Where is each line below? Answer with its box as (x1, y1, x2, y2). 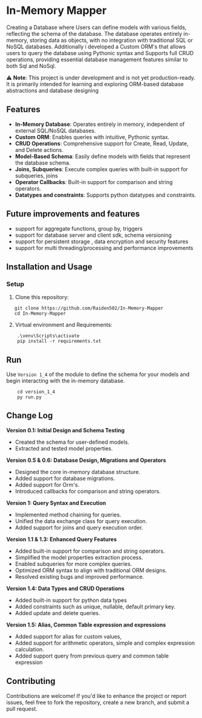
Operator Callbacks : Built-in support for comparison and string (15, 178, 173, 185)
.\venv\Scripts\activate (17, 333, 80, 339)
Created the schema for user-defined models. (15, 438, 130, 446)
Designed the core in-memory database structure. (15, 468, 140, 475)
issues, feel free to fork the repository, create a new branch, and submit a (6, 699, 189, 706)
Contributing (6, 676, 56, 687)
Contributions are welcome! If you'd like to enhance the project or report (6, 692, 187, 699)
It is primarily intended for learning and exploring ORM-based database (6, 80, 184, 88)
